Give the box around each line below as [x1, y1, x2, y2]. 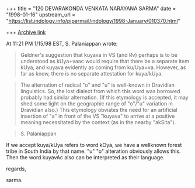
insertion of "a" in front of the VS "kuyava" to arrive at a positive [20, 112, 175, 119]
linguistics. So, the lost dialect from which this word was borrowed [20, 88, 180, 94]
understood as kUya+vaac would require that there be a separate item [20, 58, 190, 64]
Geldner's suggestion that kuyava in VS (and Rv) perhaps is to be [20, 52, 178, 58]
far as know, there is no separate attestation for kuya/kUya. [20, 70, 163, 77]
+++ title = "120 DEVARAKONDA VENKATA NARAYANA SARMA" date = [6, 5, 176, 12]
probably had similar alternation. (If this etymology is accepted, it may [20, 94, 189, 101]
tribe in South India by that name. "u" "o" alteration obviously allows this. [6, 148, 181, 155]
